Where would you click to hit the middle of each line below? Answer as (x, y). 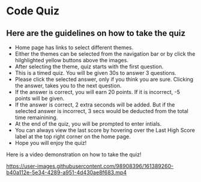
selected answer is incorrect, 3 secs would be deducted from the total (102, 111)
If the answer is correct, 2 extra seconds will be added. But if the (95, 105)
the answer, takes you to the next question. (68, 86)
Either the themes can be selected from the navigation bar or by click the (105, 54)
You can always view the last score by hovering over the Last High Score (105, 130)
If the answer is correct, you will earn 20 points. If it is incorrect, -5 (97, 92)
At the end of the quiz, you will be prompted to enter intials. (88, 124)
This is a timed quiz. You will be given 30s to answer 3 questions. (96, 73)
